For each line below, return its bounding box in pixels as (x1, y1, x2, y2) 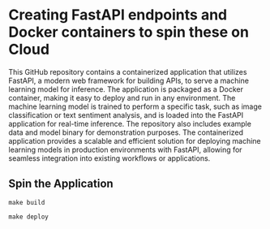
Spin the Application (8, 177, 114, 191)
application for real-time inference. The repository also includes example (8, 119, 251, 128)
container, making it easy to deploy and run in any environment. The (8, 93, 236, 102)
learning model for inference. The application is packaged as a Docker (8, 84, 243, 94)
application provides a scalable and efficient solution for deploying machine (8, 136, 261, 145)
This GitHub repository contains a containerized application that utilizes (8, 67, 247, 76)
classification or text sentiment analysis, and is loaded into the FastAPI (8, 110, 244, 119)
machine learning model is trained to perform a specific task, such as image (8, 102, 262, 111)
